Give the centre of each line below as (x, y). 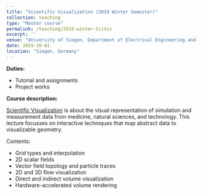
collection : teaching (34, 18)
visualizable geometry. (34, 129)
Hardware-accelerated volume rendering (66, 185)
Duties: (16, 68)
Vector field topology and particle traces (65, 166)
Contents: (18, 141)
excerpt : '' (21, 35)
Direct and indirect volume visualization (64, 179)
